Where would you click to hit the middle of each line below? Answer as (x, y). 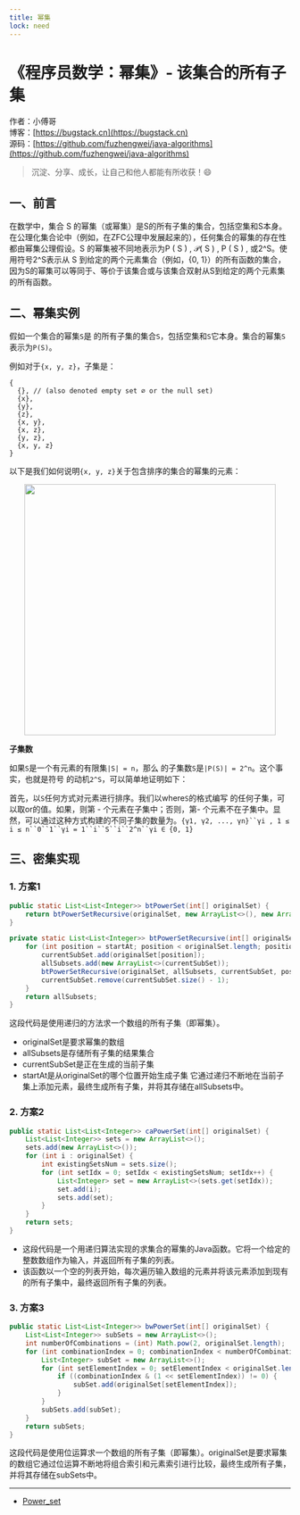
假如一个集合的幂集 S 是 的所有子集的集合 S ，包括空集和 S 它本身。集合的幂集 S (147, 337)
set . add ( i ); (79, 1189)
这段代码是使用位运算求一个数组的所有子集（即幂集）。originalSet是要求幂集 (148, 1453)
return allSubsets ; (62, 996)
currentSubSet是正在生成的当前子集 (88, 1064)
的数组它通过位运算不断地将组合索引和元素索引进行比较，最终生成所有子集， (150, 1464)
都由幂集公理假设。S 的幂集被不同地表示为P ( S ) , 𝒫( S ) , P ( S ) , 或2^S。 (144, 249)
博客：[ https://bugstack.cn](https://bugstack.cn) (99, 133)
